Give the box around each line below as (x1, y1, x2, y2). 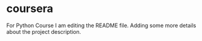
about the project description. (6, 28, 81, 35)
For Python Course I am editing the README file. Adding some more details (6, 22, 196, 29)
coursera (6, 2, 54, 16)
